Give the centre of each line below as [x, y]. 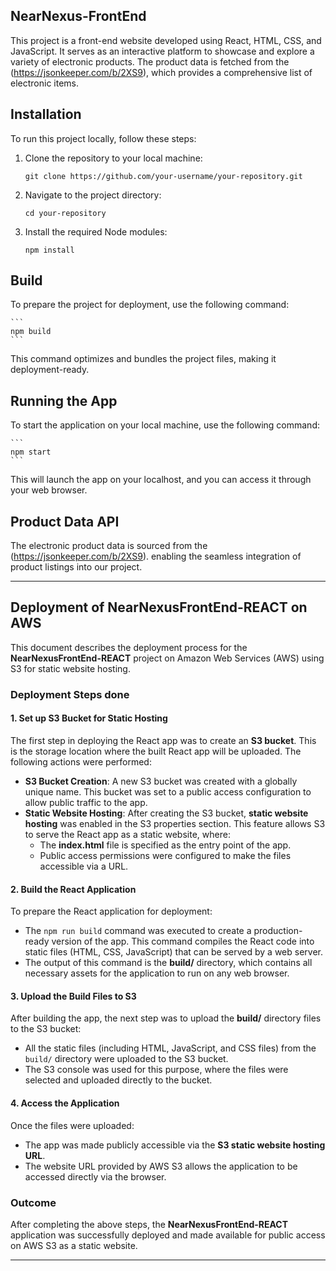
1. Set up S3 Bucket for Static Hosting [89, 718]
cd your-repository [65, 213]
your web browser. [49, 490]
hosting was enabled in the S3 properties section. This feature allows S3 [175, 823]
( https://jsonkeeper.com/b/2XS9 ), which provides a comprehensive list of [161, 72]
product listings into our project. [76, 567]
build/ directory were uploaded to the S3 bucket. [126, 1059]
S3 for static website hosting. [70, 668]
